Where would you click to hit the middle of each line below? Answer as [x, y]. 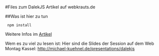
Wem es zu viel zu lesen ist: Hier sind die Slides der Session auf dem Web [79, 43]
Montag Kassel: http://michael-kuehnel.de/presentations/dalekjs [70, 49]
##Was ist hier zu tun [26, 16]
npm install [19, 25]
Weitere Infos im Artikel [29, 34]
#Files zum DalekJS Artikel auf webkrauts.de [50, 7]
